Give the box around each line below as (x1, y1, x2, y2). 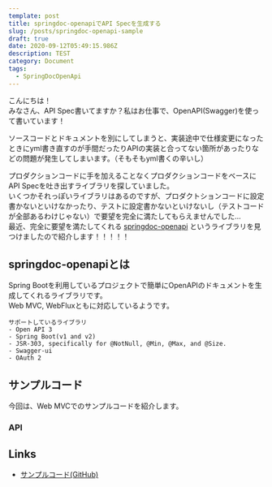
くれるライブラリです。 (29, 291, 107, 300)
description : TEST (8, 50, 71, 58)
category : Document (8, 58, 75, 66)
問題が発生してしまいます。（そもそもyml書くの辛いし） (22, 153, 209, 163)
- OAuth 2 (8, 354, 42, 362)
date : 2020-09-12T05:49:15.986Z (8, 42, 118, 50)
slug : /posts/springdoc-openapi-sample (8, 27, 144, 35)
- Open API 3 (8, 325, 53, 334)
